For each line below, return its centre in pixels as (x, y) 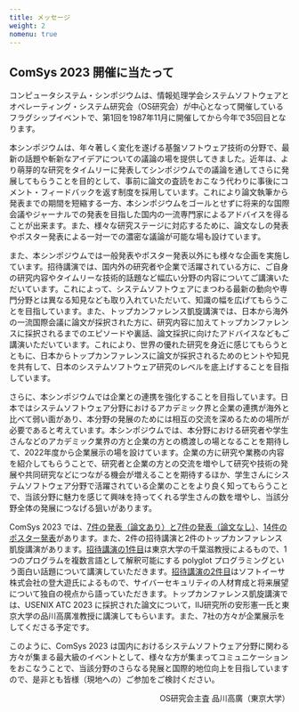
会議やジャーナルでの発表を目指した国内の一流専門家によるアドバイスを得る (149, 214)
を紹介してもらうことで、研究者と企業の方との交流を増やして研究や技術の (145, 464)
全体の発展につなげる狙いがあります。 (87, 508)
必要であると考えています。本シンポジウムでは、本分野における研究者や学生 (149, 430)
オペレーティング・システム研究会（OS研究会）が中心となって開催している (146, 107)
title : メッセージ (40, 17)
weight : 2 (28, 26)
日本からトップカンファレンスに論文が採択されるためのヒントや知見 (164, 356)
